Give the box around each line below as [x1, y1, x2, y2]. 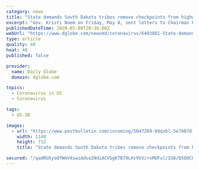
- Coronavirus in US [11, 90, 62, 96]
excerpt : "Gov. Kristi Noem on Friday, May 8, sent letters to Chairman [6, 19, 190, 25]
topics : [6, 85, 25, 91]
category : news [6, 8, 44, 15]
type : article [6, 36, 41, 42]
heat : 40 [6, 47, 28, 53]
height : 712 [17, 139, 46, 145]
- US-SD [11, 112, 31, 118]
